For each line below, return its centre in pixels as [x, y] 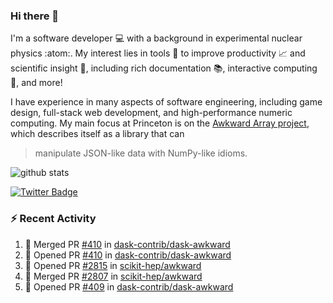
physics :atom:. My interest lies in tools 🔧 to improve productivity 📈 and [158, 53]
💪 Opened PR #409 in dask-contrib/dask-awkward [129, 286]
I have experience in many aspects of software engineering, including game [166, 102]
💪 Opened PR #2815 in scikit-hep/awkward [113, 265]
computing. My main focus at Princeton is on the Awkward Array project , [160, 123]
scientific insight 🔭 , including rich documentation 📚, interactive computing [164, 68]
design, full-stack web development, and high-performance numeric [151, 113]
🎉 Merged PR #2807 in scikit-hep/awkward [113, 276]
